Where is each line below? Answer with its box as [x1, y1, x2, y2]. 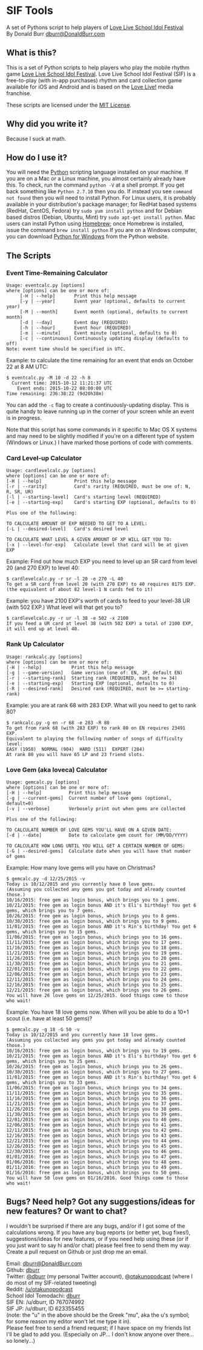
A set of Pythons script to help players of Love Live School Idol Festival [6, 24, 184, 31]
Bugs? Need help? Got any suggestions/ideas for [6, 1197, 195, 1207]
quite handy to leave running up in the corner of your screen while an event [6, 408, 195, 415]
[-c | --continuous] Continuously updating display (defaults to [19, 336, 188, 342]
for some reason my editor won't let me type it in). [6, 1317, 131, 1325]
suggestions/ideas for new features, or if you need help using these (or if [6, 1235, 189, 1242]
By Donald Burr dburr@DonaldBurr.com [6, 30, 105, 37]
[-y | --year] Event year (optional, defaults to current [19, 298, 186, 305]
